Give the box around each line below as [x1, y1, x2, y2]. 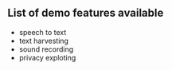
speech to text [18, 27, 67, 37]
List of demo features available [7, 6, 164, 20]
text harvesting [18, 36, 69, 45]
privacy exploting [18, 52, 76, 62]
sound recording [18, 44, 74, 54]
